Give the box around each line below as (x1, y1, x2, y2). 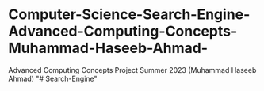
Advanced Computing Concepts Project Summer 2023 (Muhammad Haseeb (8, 65, 257, 74)
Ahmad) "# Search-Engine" (8, 74, 98, 83)
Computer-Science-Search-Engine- (8, 6, 251, 24)
